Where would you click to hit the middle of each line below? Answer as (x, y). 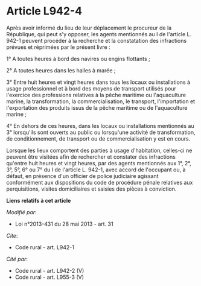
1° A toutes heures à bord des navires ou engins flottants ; (78, 59)
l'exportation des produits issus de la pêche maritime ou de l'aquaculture (97, 107)
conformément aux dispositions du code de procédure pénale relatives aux (100, 182)
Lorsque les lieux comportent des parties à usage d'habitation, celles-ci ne (99, 150)
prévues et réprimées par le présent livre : (58, 47)
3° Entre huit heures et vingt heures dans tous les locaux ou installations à (98, 82)
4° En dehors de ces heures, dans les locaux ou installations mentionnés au (100, 126)
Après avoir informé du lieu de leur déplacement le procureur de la (89, 28)
